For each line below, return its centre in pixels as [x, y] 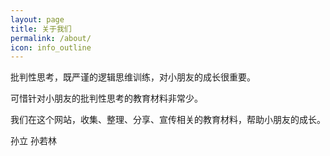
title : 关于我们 [41, 29]
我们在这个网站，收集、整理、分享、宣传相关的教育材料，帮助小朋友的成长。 [168, 120]
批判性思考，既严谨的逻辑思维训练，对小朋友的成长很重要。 [133, 77]
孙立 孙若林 [33, 141]
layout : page [37, 19]
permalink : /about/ [51, 38]
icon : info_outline [51, 47]
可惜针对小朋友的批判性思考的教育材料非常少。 [106, 98]
